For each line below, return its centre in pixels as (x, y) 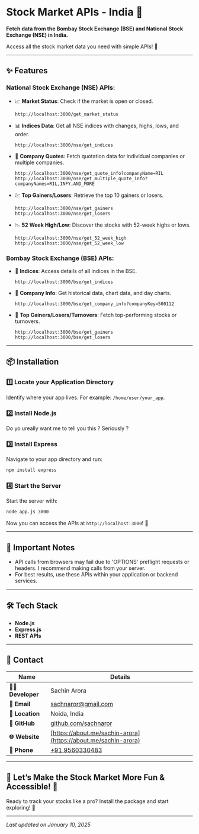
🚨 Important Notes (41, 548)
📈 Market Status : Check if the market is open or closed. (84, 101)
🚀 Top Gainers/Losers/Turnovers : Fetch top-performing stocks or (96, 315)
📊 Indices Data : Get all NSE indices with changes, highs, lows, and (97, 126)
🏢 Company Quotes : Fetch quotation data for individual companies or (100, 156)
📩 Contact (25, 660)
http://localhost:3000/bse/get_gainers (64, 332)
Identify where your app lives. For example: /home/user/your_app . (86, 397)
